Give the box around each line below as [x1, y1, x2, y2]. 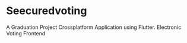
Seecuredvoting [6, 4, 87, 18]
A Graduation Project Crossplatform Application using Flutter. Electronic [6, 24, 182, 31]
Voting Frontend [6, 29, 46, 37]
